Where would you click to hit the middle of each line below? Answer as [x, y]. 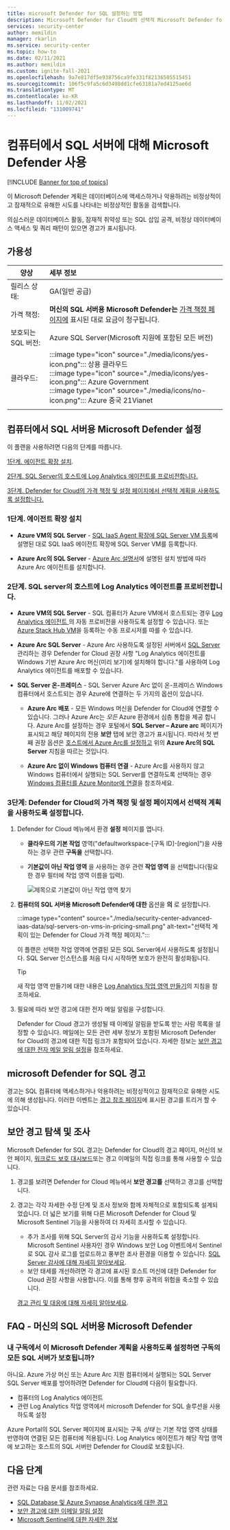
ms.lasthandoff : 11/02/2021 [47, 103]
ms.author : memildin [37, 65]
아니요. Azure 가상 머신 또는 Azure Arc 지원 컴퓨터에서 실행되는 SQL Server [109, 1374]
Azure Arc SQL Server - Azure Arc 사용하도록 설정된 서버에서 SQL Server [118, 644]
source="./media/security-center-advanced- [150, 918]
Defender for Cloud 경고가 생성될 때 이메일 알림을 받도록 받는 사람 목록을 [115, 1024]
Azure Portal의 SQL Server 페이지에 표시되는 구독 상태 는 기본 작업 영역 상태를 [113, 1429]
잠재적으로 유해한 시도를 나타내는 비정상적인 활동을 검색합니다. [98, 205]
